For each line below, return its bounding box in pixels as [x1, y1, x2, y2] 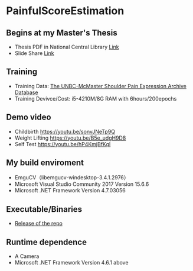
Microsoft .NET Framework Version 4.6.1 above [14, 259, 129, 266]
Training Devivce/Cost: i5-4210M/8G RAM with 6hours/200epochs [14, 95, 177, 102]
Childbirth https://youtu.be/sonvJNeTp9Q [14, 128, 116, 135]
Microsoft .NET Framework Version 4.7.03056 [14, 187, 126, 194]
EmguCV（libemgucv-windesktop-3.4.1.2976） [14, 174, 129, 181]
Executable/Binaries [6, 204, 83, 214]
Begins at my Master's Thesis [6, 28, 118, 38]
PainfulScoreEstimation [6, 4, 125, 18]
